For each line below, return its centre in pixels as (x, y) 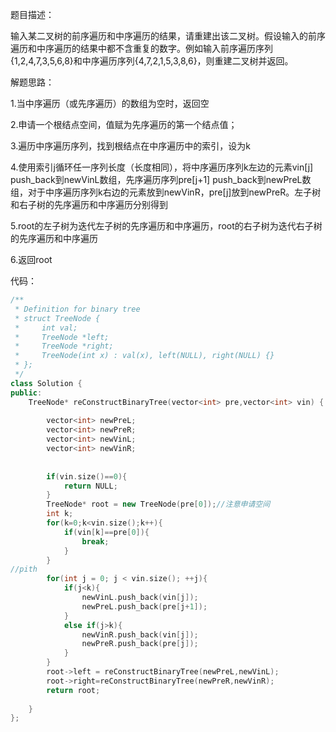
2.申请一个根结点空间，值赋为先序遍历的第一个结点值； (124, 124)
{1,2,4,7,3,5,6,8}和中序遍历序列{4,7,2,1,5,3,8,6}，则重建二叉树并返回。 (152, 61)
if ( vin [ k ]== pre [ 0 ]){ (106, 532)
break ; (95, 541)
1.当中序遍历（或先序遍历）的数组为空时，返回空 (110, 103)
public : (26, 393)
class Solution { (46, 383)
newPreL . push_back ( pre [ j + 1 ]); (144, 606)
